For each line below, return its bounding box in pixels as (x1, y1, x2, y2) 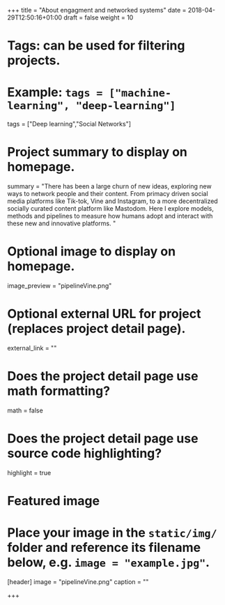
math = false (7, 406, 43, 414)
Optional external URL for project (7, 306, 201, 322)
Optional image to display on (7, 244, 176, 260)
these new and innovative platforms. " (7, 219, 116, 227)
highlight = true (7, 468, 52, 477)
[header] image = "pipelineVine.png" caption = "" (7, 577, 149, 585)
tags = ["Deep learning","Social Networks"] (7, 120, 131, 128)
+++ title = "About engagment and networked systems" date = (7, 6, 187, 14)
